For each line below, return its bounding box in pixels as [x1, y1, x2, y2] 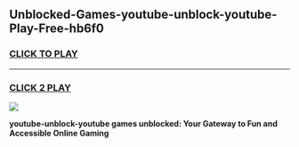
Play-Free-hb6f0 [9, 21, 105, 37]
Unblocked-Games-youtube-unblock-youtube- [9, 7, 278, 22]
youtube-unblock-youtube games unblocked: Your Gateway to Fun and [9, 118, 279, 128]
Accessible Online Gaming [9, 127, 109, 138]
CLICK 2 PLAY [9, 81, 71, 94]
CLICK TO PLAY [9, 48, 78, 61]
